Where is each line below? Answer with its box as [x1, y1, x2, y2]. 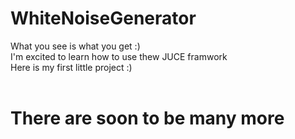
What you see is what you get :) [10, 40, 141, 52]
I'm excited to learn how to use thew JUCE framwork [10, 50, 228, 62]
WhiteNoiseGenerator [10, 7, 197, 30]
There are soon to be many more [10, 107, 285, 130]
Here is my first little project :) [10, 61, 133, 73]
